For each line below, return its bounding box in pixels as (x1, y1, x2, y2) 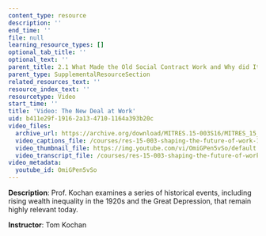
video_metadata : (8, 159, 62, 167)
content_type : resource (8, 11, 87, 20)
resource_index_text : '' (8, 85, 90, 93)
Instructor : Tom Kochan (8, 220, 87, 230)
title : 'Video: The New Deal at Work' (8, 108, 136, 116)
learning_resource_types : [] (8, 41, 104, 49)
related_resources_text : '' (8, 78, 101, 86)
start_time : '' (8, 100, 59, 108)
